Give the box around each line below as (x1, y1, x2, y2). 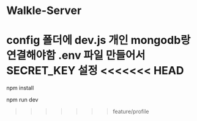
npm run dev (6, 96, 39, 103)
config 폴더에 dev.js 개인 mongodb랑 (6, 33, 191, 47)
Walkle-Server (6, 4, 82, 18)
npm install (6, 85, 34, 92)
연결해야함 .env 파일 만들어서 (6, 49, 146, 63)
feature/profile (113, 108, 149, 116)
